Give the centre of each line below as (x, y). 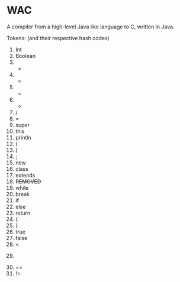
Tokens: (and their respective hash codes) (58, 38)
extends (25, 175)
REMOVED (28, 181)
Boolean (25, 56)
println (23, 137)
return (23, 213)
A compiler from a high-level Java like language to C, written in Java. (91, 27)
